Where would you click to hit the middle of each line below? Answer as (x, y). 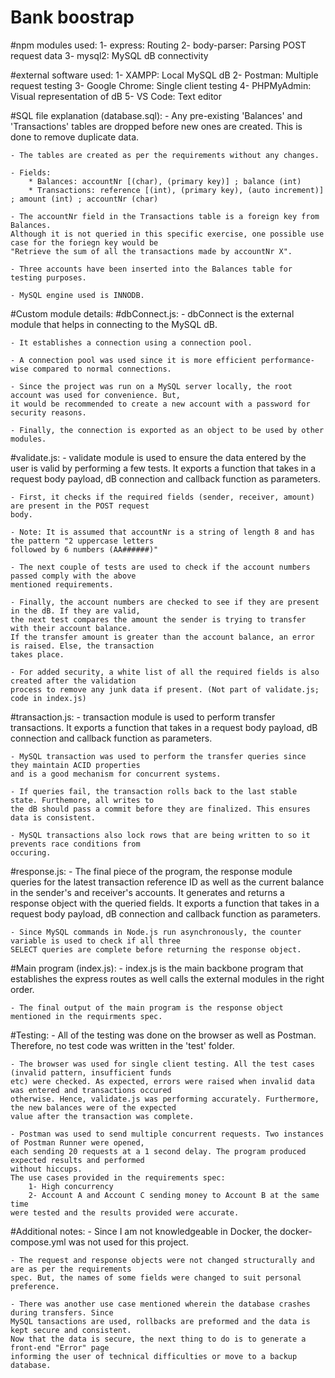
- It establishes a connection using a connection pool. (131, 342)
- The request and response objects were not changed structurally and (162, 1260)
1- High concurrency (71, 1186)
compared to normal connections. (102, 369)
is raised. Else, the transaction (82, 646)
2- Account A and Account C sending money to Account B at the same (174, 1195)
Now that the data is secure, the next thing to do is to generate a (158, 1339)
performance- (287, 360)
